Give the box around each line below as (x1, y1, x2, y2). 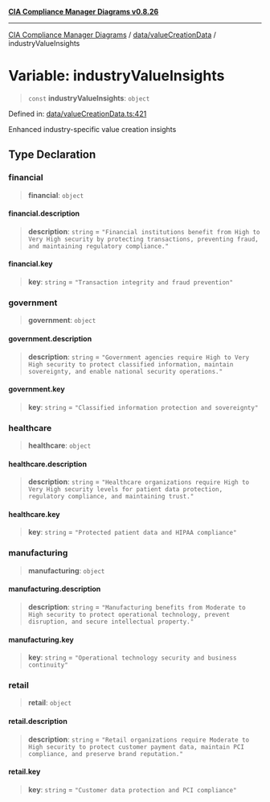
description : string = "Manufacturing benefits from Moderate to (27, 601, 247, 611)
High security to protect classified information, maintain (27, 360, 234, 369)
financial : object (27, 190, 84, 200)
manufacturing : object (27, 565, 105, 575)
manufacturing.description (8, 584, 101, 594)
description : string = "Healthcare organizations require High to (27, 477, 250, 486)
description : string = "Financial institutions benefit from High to (27, 226, 260, 236)
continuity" (27, 661, 68, 669)
